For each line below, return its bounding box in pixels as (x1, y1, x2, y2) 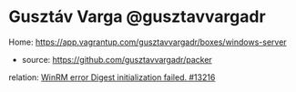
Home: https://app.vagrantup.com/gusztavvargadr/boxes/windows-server (8, 36, 288, 47)
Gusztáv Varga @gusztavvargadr (8, 6, 266, 27)
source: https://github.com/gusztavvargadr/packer (21, 54, 213, 65)
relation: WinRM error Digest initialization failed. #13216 (8, 71, 216, 83)
